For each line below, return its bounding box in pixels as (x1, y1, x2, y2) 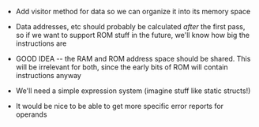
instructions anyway (15, 71, 81, 80)
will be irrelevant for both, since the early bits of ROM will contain (15, 62, 228, 72)
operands (15, 110, 47, 119)
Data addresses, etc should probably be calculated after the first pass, (15, 22, 246, 31)
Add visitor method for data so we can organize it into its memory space (15, 7, 251, 16)
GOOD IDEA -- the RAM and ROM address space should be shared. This (15, 54, 251, 63)
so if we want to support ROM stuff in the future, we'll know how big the (15, 31, 250, 39)
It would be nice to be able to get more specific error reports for (15, 102, 223, 110)
